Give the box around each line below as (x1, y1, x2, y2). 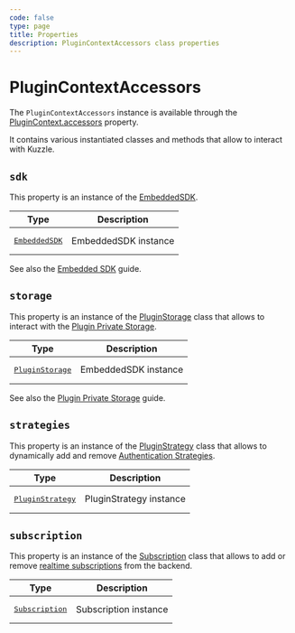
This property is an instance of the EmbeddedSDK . (9, 191, 198, 202)
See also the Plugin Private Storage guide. (9, 392, 166, 403)
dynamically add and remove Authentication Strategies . (9, 450, 216, 461)
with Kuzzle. (9, 144, 55, 154)
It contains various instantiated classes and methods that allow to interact (9, 135, 282, 145)
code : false (9, 13, 54, 23)
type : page (9, 22, 51, 31)
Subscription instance (75, 602, 169, 615)
